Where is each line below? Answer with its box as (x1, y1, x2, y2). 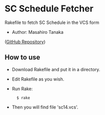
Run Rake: (11, 86, 33, 92)
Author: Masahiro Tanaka (11, 29, 64, 35)
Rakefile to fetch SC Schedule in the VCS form (4, 19, 100, 25)
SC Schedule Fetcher (4, 3, 94, 14)
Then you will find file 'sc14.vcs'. (11, 104, 79, 110)
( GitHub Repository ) (4, 38, 46, 45)
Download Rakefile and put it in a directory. (11, 66, 101, 72)
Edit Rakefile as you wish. (11, 76, 65, 82)
